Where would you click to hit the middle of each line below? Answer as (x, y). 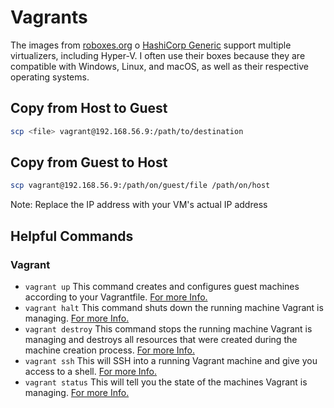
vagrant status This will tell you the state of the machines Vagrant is (166, 382)
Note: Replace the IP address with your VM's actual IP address (139, 205)
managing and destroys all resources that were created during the (161, 339)
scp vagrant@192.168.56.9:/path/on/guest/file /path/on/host (140, 186)
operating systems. (50, 77)
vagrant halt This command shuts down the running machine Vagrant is (174, 307)
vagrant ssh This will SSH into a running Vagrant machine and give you (171, 360)
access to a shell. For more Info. (91, 371)
